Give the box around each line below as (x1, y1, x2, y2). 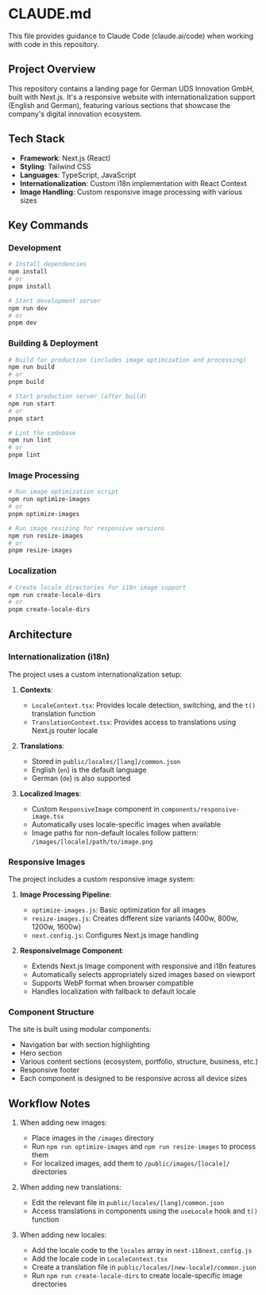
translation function (31, 708, 96, 718)
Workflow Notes (8, 1096, 91, 1110)
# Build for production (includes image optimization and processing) (8, 355, 247, 364)
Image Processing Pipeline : (19, 890, 112, 899)
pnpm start (8, 414, 44, 422)
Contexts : (19, 684, 53, 694)
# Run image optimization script (8, 488, 119, 496)
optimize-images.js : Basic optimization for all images (31, 905, 206, 915)
